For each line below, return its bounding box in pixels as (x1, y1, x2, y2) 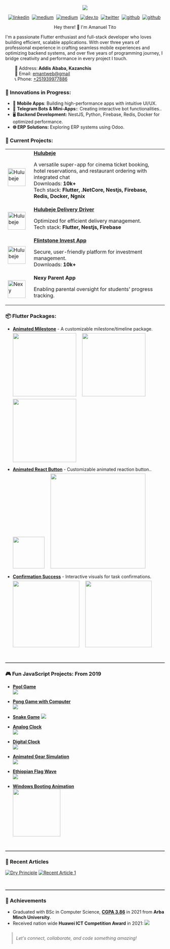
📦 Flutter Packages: (5, 312, 57, 319)
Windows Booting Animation (12, 783, 74, 790)
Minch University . (12, 914, 52, 920)
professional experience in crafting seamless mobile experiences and (5, 45, 150, 51)
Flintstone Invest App (33, 237, 87, 244)
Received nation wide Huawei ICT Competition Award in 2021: (12, 920, 144, 926)
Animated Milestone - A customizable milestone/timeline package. (12, 325, 153, 332)
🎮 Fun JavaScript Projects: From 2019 (5, 670, 102, 677)
